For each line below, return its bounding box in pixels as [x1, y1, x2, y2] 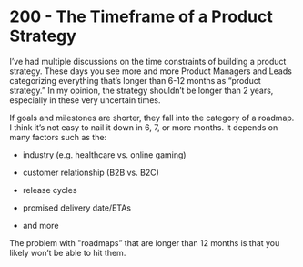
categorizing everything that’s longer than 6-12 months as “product [9, 75, 261, 86]
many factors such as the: [9, 131, 107, 142]
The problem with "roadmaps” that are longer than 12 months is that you [9, 237, 280, 248]
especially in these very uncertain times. [9, 94, 161, 106]
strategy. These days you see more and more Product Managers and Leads [9, 66, 293, 77]
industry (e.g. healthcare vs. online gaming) [22, 149, 187, 160]
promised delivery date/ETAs [22, 202, 132, 213]
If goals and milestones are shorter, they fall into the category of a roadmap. [9, 112, 295, 123]
